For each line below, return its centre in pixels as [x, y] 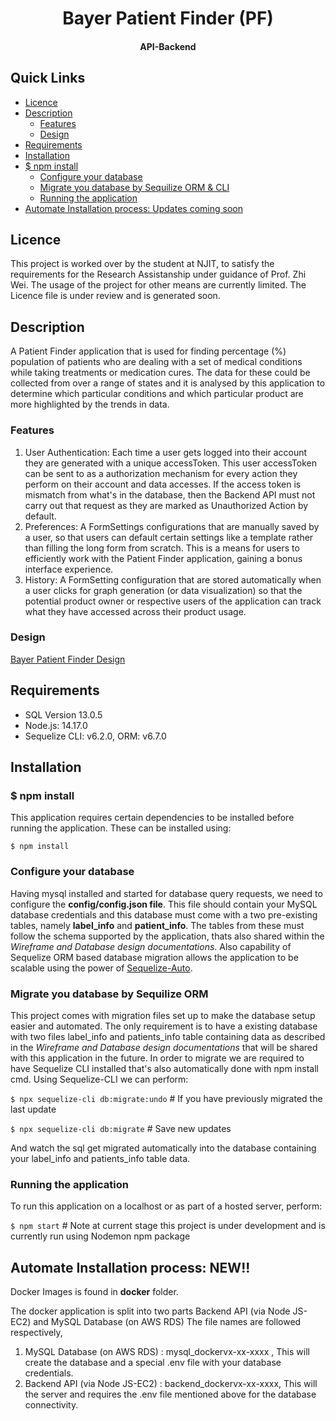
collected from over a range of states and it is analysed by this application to [168, 383]
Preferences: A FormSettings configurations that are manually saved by [172, 526]
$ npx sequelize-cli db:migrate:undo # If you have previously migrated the [166, 1098]
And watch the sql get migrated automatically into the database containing [163, 1148]
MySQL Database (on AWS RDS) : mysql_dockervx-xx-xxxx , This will [167, 1352]
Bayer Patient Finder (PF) [168, 18]
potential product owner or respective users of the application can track [173, 601]
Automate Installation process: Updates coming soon [133, 208]
